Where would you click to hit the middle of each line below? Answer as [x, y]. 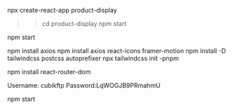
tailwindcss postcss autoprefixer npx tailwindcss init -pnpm [93, 58]
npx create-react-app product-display [62, 10]
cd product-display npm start [84, 23]
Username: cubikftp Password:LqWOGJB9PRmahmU [84, 85]
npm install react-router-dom [49, 72]
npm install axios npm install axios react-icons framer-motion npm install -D [117, 51]
